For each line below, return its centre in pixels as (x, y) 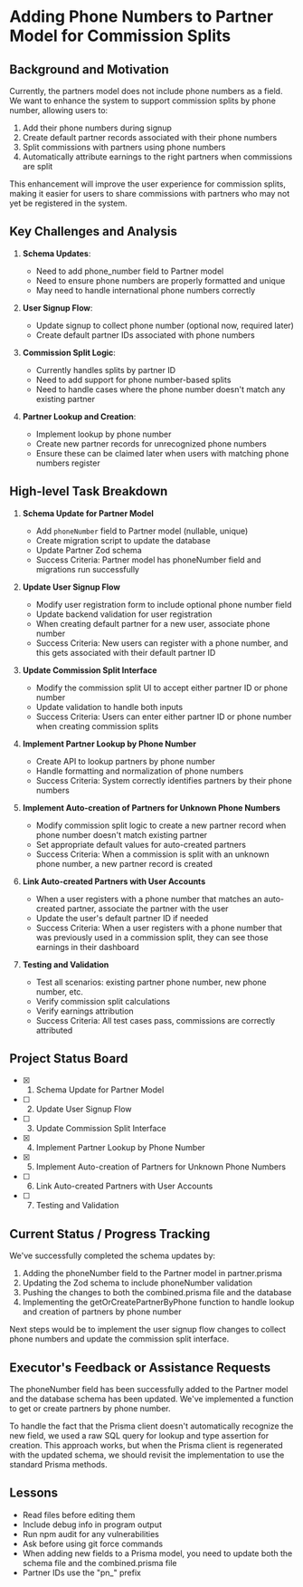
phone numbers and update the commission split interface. (119, 1339)
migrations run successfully (88, 569)
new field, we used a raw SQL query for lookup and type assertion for (139, 1436)
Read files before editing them (79, 1515)
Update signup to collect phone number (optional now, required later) (165, 325)
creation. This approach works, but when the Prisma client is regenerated (146, 1446)
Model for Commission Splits (120, 36)
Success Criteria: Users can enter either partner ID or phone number (164, 717)
